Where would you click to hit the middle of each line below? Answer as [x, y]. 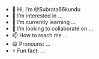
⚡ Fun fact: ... [28, 51]
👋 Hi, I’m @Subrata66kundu [46, 9]
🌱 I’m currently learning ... [44, 22]
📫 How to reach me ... [40, 35]
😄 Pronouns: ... [31, 44]
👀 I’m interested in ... [37, 16]
